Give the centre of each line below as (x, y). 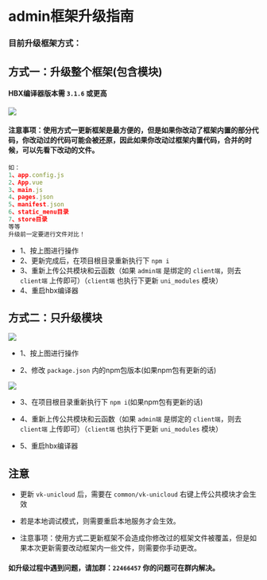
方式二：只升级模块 (55, 318)
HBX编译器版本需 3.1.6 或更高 (58, 93)
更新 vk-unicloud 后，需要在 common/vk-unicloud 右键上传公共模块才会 (135, 494)
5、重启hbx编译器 (49, 446)
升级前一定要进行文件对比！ (47, 234)
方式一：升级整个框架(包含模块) (85, 71)
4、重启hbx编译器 (49, 290)
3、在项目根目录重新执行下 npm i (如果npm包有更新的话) (111, 402)
